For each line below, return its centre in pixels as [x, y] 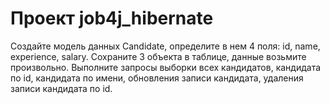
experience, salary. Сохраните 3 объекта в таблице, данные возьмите [158, 56]
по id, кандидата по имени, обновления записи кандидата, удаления [157, 78]
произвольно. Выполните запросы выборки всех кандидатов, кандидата [166, 67]
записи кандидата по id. [61, 88]
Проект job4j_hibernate [112, 18]
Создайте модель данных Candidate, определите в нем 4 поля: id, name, [165, 46]
